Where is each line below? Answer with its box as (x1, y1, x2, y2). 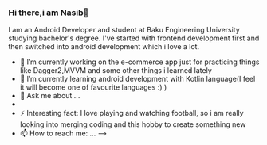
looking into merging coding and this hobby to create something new (19, 120, 246, 129)
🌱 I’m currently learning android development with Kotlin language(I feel (19, 74, 256, 84)
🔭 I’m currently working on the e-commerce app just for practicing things (19, 57, 260, 67)
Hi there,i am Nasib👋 (8, 7, 89, 18)
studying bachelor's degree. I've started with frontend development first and (8, 33, 260, 43)
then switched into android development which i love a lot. (8, 42, 200, 52)
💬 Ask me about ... (19, 91, 80, 101)
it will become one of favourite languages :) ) (19, 82, 167, 92)
